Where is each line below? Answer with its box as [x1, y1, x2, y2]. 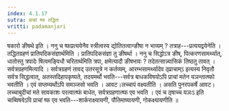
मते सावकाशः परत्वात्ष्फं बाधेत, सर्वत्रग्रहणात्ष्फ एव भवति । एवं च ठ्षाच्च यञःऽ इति [32, 88, 204, 97]
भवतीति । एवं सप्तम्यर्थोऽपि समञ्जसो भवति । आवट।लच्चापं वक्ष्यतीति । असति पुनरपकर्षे [7, 81, 198, 89]
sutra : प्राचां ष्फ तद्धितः [7, 17, 60, 23]
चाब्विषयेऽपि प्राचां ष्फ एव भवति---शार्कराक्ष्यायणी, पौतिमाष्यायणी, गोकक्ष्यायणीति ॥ [7, 96, 179, 104]
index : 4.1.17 [7, 10, 48, 17]
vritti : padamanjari [7, 23, 67, 30]
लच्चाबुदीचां [7, 88, 32, 97]
